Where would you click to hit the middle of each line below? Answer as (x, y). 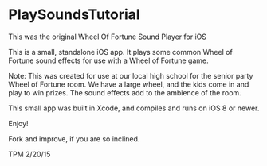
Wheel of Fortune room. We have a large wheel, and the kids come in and (129, 84)
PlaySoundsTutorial (75, 15)
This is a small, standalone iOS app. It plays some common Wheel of (120, 52)
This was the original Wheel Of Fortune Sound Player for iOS (108, 37)
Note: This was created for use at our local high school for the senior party (131, 75)
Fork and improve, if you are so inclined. (74, 139)
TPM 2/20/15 (29, 154)
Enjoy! (19, 123)
